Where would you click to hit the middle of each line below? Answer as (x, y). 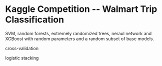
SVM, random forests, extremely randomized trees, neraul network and (78, 33)
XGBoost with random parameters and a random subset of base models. (80, 39)
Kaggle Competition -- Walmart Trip (81, 9)
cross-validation (22, 48)
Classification (34, 20)
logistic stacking (22, 58)
